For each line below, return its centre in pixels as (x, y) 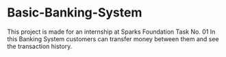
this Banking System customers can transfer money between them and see (113, 38)
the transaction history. (40, 46)
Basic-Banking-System (75, 13)
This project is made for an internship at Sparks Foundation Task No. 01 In (111, 32)
